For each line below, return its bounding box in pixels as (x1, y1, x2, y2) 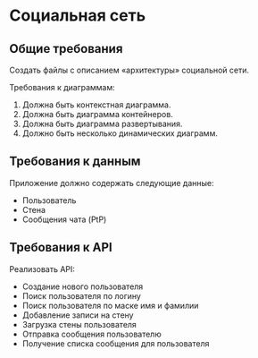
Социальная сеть (9, 5, 146, 26)
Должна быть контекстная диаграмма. (21, 99, 171, 110)
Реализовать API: (9, 263, 76, 274)
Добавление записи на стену (21, 310, 134, 320)
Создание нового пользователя (21, 281, 144, 292)
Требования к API (9, 240, 113, 255)
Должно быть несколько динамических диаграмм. (21, 128, 219, 139)
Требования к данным (9, 154, 141, 169)
